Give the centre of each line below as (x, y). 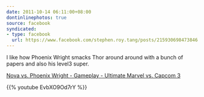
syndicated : (21, 29)
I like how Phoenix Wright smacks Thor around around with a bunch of (95, 57)
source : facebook (28, 23)
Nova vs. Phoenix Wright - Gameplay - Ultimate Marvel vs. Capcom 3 (93, 75)
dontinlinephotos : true (37, 18)
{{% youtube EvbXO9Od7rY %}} (47, 87)
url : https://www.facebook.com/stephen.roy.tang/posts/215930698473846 (105, 40)
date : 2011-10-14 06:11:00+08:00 (49, 12)
